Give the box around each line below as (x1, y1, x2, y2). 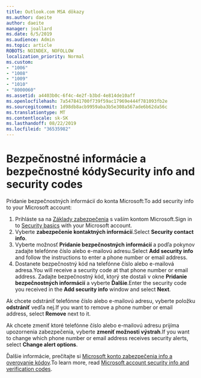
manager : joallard (6, 25, 52, 32)
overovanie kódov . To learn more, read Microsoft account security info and (6, 359, 190, 366)
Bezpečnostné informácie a (6, 152, 146, 166)
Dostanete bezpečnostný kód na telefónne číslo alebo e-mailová (14, 260, 175, 267)
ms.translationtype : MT (6, 109, 66, 115)
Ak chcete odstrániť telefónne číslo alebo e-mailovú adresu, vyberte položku (6, 297, 196, 304)
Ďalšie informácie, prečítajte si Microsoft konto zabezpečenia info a (6, 352, 173, 359)
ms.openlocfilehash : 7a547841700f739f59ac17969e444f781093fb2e (6, 98, 168, 104)
